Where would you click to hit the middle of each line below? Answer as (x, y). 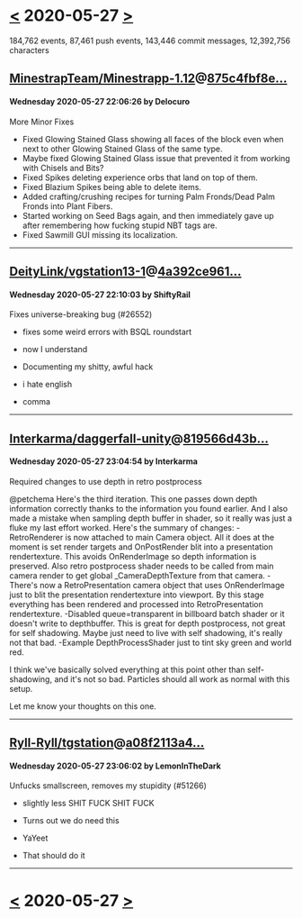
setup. (21, 688)
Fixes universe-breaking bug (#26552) (81, 314)
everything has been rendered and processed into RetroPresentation (136, 604)
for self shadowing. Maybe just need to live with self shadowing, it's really (146, 632)
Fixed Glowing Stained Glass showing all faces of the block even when (153, 139)
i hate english (47, 385)
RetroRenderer (36, 537)
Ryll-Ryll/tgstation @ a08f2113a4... (107, 743)
